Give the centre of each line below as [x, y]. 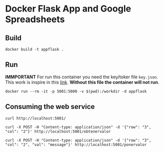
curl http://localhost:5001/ [36, 118]
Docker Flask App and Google [68, 9]
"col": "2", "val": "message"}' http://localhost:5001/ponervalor [76, 144]
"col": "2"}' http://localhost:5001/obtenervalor [58, 131]
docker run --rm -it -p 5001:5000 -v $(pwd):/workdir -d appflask [76, 91]
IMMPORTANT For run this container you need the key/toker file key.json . [82, 77]
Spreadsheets [35, 19]
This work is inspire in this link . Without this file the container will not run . [82, 82]
